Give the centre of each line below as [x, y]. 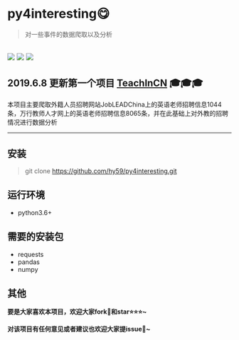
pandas [29, 262]
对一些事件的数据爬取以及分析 [68, 34]
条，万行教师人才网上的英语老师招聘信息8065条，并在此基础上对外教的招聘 [118, 114]
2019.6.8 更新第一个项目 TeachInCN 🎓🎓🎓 [105, 83]
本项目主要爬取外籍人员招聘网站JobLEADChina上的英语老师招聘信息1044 [115, 104]
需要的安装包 [36, 237]
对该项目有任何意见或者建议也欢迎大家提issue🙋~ [79, 329]
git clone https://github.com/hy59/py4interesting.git [101, 171]
